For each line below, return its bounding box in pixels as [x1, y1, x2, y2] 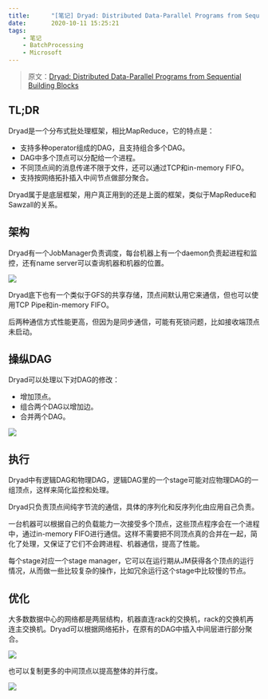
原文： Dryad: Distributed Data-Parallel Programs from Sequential [27, 72, 242, 81]
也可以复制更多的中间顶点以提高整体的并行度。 [8, 666, 162, 676]
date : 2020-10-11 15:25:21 [8, 19, 120, 27]
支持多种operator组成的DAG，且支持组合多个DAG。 [19, 143, 190, 152]
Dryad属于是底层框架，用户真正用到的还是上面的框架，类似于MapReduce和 [8, 189, 257, 199]
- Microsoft [22, 49, 62, 57]
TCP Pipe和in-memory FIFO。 [14, 300, 114, 310]
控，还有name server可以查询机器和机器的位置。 [8, 258, 169, 267]
